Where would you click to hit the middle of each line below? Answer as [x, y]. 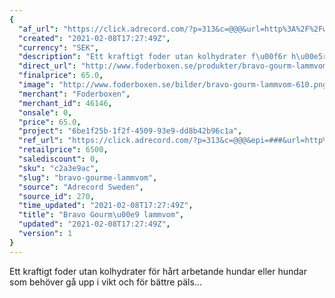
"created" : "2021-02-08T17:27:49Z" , [94, 38]
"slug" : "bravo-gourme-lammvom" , [88, 177]
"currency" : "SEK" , [59, 47]
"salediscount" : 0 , [59, 159]
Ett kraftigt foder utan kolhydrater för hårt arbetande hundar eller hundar [158, 271]
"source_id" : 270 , [57, 196]
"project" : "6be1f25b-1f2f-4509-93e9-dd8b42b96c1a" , [130, 131]
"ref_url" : [41, 141]
